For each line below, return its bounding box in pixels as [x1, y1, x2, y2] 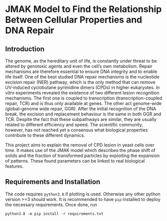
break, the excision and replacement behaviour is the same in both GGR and [5, 111, 162, 117]
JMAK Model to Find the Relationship [5, 3, 162, 15]
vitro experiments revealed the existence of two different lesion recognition [5, 90, 160, 95]
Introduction [5, 44, 45, 53]
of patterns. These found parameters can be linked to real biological [5, 158, 145, 163]
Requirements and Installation [5, 177, 101, 186]
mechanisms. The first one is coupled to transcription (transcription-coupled [5, 95, 163, 101]
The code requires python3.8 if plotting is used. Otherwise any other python [5, 191, 161, 197]
